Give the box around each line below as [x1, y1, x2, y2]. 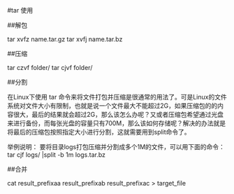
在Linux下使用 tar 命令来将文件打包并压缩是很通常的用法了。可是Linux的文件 [7, 93, 227, 101]
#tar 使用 [7, 6, 34, 14]
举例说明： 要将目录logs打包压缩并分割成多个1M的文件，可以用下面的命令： [7, 143, 226, 151]
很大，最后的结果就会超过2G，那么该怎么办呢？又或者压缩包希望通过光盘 [13, 111, 224, 118]
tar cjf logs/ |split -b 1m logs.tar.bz [7, 151, 106, 159]
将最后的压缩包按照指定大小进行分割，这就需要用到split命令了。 [7, 128, 191, 136]
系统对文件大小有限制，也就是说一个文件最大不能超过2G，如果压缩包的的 [7, 102, 218, 110]
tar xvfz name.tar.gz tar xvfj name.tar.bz [7, 35, 123, 43]
